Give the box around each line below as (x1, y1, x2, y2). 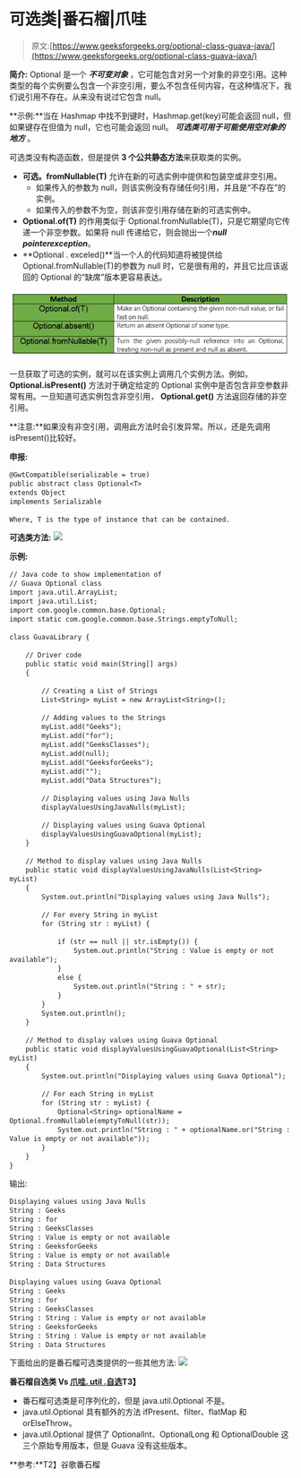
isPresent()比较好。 (9, 433, 82, 443)
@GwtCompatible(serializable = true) (9, 470, 150, 480)
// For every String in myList (41, 911, 159, 920)
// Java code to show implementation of (9, 571, 163, 580)
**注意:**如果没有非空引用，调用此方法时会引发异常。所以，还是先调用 (9, 421, 271, 432)
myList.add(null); (41, 750, 110, 759)
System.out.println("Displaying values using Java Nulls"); (41, 893, 271, 902)
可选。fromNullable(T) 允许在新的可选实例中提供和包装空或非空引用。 (21, 170, 282, 181)
